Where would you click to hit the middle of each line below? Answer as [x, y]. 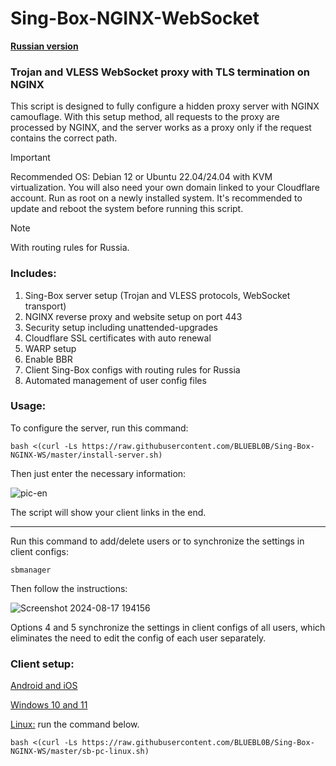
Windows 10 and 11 [49, 705]
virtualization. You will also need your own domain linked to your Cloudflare [165, 188]
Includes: [33, 274]
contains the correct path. [64, 138]
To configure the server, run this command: [99, 428]
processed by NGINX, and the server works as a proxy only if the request [161, 128]
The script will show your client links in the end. [108, 512]
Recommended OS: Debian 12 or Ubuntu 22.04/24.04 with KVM [141, 177]
